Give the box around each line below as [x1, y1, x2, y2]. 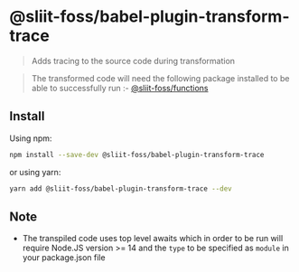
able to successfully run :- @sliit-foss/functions [31, 82, 209, 93]
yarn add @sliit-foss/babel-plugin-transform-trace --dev [9, 183, 232, 193]
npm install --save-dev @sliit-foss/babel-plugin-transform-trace [9, 150, 265, 159]
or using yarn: [9, 166, 61, 177]
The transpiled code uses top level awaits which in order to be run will [22, 233, 284, 244]
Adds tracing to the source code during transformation [31, 55, 236, 66]
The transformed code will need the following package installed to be [31, 72, 290, 83]
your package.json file [22, 252, 106, 263]
